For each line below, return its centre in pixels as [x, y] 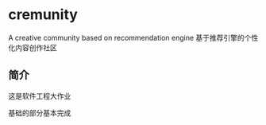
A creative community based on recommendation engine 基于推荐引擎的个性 [133, 37]
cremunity [43, 15]
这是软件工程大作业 [40, 96]
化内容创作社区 [33, 47]
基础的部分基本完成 [40, 112]
